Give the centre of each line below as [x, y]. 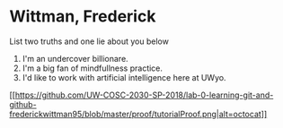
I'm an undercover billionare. [75, 58]
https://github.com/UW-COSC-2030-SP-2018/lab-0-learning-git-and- [144, 95]
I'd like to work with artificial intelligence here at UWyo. [124, 77]
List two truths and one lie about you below [89, 41]
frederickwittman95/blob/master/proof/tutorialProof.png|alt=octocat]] [138, 114]
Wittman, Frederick [83, 17]
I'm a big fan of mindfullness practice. [93, 68]
